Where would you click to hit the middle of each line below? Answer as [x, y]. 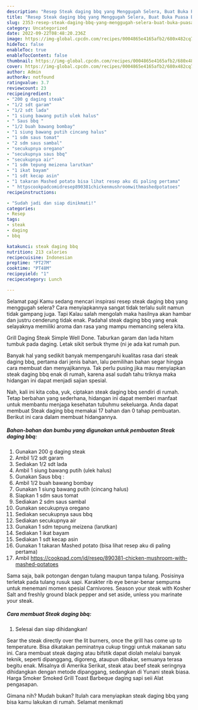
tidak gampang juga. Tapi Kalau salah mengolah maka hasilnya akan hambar [99, 313]
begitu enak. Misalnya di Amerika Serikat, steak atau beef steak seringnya [96, 665]
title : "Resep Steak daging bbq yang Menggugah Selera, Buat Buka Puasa [98, 17]
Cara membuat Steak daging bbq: [49, 614]
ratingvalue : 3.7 [28, 83]
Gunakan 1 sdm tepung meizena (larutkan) [66, 526]
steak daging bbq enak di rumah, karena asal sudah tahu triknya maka [92, 374]
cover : [15, 66]
